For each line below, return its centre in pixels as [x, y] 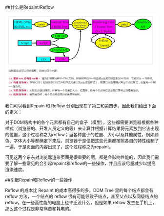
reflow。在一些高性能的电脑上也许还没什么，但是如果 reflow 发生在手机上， [81, 202]
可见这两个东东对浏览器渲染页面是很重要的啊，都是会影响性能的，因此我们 [80, 157]
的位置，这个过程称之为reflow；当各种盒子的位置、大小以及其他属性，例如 [80, 134]
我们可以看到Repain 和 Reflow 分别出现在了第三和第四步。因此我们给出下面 [81, 106]
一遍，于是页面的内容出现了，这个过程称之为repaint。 [59, 146]
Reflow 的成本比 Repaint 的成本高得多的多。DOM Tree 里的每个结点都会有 [79, 190]
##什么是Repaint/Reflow [30, 7]
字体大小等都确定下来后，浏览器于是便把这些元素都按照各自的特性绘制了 [86, 141]
